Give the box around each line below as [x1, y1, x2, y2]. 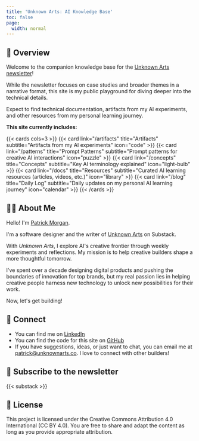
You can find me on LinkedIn [14, 330, 85, 338]
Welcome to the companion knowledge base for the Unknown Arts [6, 63, 170, 71]
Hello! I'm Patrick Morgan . [6, 219, 70, 226]
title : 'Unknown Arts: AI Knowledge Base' [6, 8, 113, 15]
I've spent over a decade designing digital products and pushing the [6, 267, 174, 274]
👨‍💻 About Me [6, 203, 56, 213]
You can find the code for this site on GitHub [14, 336, 124, 344]
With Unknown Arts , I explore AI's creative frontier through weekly [6, 242, 169, 249]
